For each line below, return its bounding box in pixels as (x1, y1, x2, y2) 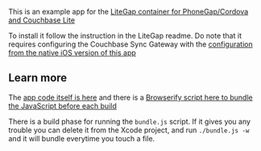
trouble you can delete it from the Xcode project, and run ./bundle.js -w (8, 124, 250, 135)
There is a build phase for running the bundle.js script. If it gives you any (8, 116, 251, 126)
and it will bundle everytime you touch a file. (8, 133, 155, 143)
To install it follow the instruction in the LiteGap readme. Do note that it (8, 31, 242, 40)
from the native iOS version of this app (8, 48, 137, 57)
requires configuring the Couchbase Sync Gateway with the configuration (8, 39, 253, 49)
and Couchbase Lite (8, 15, 75, 25)
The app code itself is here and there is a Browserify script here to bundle (8, 92, 253, 102)
